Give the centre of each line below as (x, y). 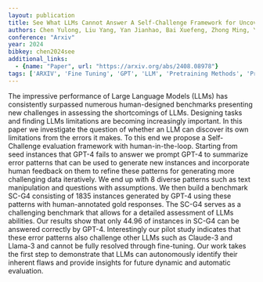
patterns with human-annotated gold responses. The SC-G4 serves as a (124, 204)
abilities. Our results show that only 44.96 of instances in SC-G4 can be (124, 221)
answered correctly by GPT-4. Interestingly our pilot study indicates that (124, 229)
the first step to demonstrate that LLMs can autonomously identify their (123, 254)
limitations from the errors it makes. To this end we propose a (107, 137)
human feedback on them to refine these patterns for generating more (121, 171)
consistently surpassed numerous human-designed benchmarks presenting (130, 104)
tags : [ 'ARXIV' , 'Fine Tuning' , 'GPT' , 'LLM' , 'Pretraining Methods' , (126, 74)
